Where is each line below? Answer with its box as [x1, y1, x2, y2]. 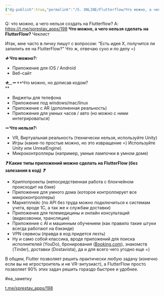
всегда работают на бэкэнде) [12, 226, 74, 231]
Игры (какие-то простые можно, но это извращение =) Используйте [12, 140, 156, 146]
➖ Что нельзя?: [5, 125, 38, 131]
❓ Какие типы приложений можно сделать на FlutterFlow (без [5, 160, 138, 166]
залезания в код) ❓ [5, 167, 45, 173]
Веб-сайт [12, 70, 32, 76]
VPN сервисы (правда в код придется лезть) [12, 230, 106, 236]
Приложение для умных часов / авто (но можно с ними [12, 110, 128, 116]
